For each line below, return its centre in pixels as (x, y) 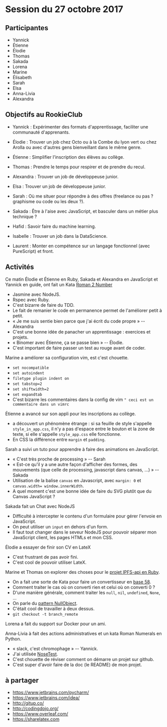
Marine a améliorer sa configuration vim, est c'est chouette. (67, 357)
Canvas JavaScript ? (34, 496)
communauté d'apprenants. (41, 132)
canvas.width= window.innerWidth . (48, 486)
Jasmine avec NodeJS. (36, 294)
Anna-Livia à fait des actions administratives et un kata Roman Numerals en (83, 633)
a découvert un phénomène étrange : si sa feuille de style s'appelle (82, 423)
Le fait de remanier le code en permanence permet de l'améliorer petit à (87, 310)
